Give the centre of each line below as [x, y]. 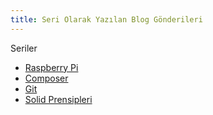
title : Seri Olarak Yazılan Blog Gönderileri [106, 19]
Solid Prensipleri [58, 99]
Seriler [24, 48]
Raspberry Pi [51, 67]
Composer [46, 78]
